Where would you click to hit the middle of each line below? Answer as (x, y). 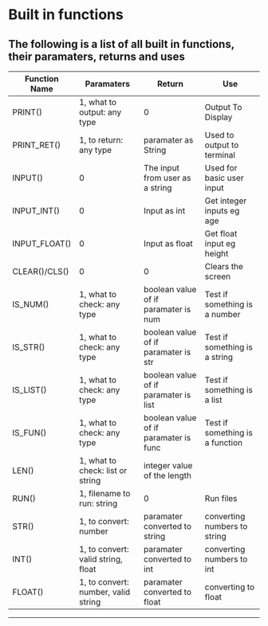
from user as (167, 178)
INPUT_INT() (36, 211)
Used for (221, 168)
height (217, 254)
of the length (167, 475)
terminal (220, 155)
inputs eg (222, 211)
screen (218, 276)
